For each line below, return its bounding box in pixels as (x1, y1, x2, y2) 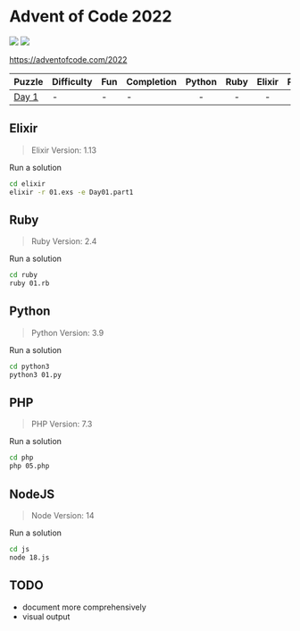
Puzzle (13, 75, 44, 88)
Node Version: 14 (30, 510, 95, 520)
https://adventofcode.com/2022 (9, 54, 128, 64)
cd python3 (9, 362, 50, 371)
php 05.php (9, 462, 50, 471)
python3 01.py (9, 370, 62, 379)
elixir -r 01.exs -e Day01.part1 (9, 188, 134, 197)
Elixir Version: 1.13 (30, 145, 96, 156)
